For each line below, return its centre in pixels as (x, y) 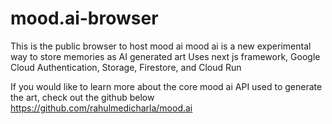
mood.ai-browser (84, 18)
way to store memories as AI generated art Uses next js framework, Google (165, 56)
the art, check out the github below (82, 97)
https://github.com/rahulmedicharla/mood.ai (101, 108)
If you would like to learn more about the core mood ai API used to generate (166, 86)
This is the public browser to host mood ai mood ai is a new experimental (161, 46)
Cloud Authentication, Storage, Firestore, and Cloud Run (126, 67)
